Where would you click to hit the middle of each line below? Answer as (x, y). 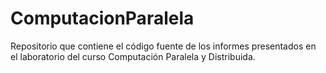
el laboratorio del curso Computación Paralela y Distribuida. (133, 56)
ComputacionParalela (102, 18)
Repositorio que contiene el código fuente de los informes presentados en (163, 46)
